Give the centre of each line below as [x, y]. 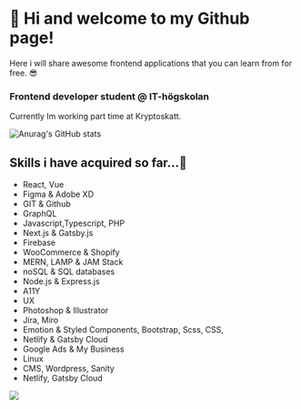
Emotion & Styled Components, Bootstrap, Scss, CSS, [123, 330]
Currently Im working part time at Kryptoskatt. [95, 117]
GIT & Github [46, 204]
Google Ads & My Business [73, 349]
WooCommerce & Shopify [71, 252]
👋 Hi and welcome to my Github [130, 19]
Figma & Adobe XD [58, 194]
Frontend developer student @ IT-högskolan [110, 97]
